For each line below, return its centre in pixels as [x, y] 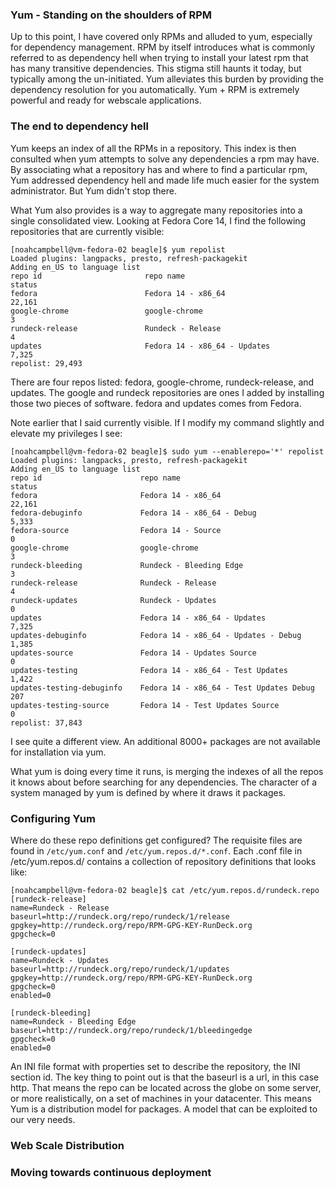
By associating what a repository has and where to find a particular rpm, [159, 169]
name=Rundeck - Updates [60, 960]
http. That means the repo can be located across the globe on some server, [166, 1087]
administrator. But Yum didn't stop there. [93, 190]
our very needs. [43, 1119]
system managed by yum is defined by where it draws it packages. [148, 792]
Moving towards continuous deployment [111, 1172]
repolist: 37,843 [46, 723]
